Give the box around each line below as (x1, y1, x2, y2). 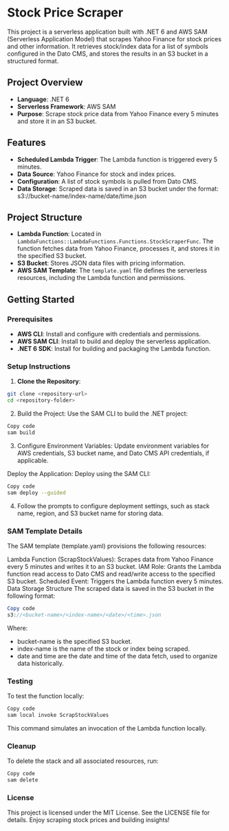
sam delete (7, 776, 39, 784)
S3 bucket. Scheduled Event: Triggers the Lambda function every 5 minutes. (7, 576, 223, 585)
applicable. (17, 456, 49, 464)
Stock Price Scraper (7, 5, 124, 21)
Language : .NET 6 (17, 95, 70, 103)
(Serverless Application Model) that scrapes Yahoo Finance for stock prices (7, 34, 222, 43)
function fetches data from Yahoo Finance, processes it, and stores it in (17, 244, 220, 252)
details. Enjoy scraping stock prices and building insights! (7, 816, 170, 824)
